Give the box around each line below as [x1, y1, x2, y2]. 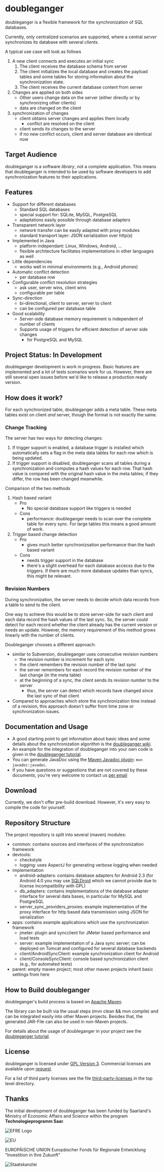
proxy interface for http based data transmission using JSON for [19, 909, 149, 915]
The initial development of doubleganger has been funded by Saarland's [5, 1108, 151, 1114]
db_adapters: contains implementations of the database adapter [19, 888, 149, 894]
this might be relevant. [26, 573, 72, 579]
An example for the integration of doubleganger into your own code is [12, 746, 153, 752]
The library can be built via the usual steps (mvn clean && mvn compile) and [5, 1008, 159, 1014]
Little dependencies [12, 258, 52, 264]
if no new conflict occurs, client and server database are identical [19, 131, 152, 137]
